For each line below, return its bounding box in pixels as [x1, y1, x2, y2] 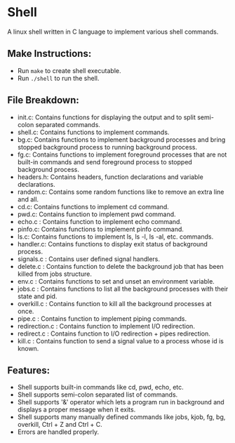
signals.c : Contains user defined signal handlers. [17, 254, 160, 263]
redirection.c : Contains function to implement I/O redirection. [17, 322, 195, 330]
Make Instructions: [7, 48, 92, 60]
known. [17, 344, 39, 352]
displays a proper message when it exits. [17, 405, 136, 414]
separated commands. [35, 120, 100, 128]
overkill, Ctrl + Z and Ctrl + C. [17, 421, 103, 429]
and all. [17, 194, 39, 204]
